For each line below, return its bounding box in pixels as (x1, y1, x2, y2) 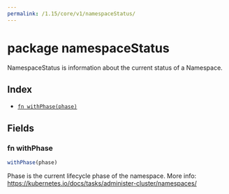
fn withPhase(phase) (17, 103, 77, 110)
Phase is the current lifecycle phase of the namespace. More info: (7, 172, 197, 180)
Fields (7, 122, 35, 134)
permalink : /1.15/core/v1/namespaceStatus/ (7, 10, 136, 17)
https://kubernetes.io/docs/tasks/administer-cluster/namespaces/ (7, 179, 197, 187)
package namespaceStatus (7, 40, 170, 56)
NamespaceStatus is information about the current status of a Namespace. (7, 64, 223, 72)
